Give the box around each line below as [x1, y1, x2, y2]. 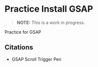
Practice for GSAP [4, 29, 41, 35]
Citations [4, 43, 33, 52]
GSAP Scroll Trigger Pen [11, 56, 62, 62]
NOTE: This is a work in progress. [16, 20, 85, 25]
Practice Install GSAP [4, 3, 93, 15]
